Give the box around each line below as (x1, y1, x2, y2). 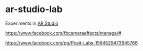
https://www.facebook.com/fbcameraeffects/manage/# (5, 30, 122, 36)
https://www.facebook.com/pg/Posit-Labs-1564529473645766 (5, 39, 138, 46)
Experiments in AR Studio (5, 20, 58, 26)
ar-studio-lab (5, 4, 63, 15)
